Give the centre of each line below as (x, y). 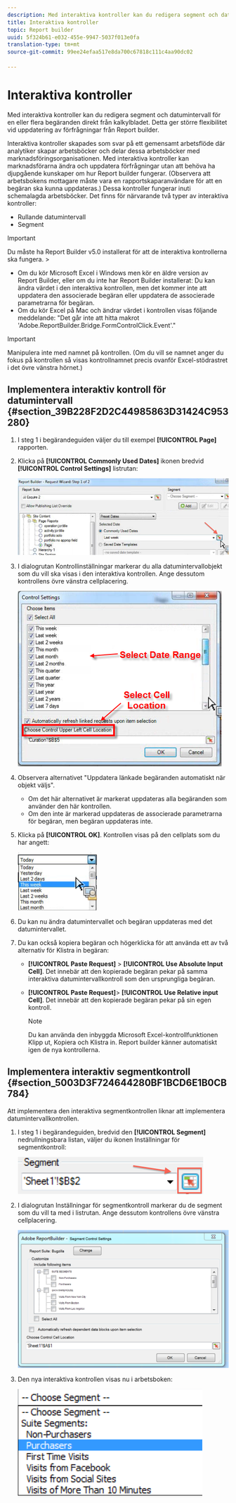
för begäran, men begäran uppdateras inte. (90, 821)
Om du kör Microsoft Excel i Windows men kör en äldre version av (113, 273)
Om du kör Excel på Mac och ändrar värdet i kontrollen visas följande (117, 310)
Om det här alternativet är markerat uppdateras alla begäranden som (127, 798)
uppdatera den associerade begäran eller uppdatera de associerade (116, 295)
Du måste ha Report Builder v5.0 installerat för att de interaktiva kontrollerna (117, 252)
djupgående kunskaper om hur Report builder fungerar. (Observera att (109, 173)
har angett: (33, 842)
